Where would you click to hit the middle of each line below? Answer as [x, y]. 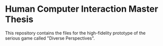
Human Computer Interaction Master [82, 9]
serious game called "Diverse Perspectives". [50, 38]
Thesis [19, 19]
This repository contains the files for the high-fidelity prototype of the [75, 33]
